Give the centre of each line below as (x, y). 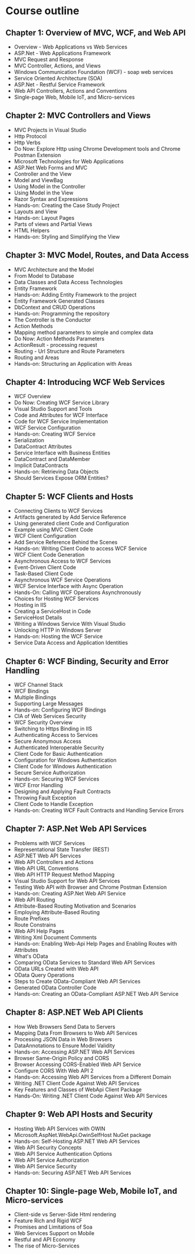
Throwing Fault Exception (45, 798)
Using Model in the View (44, 193)
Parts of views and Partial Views (53, 224)
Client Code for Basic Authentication (58, 754)
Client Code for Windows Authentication (63, 766)
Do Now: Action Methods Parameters (59, 339)
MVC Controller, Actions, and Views (57, 66)
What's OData (31, 956)
